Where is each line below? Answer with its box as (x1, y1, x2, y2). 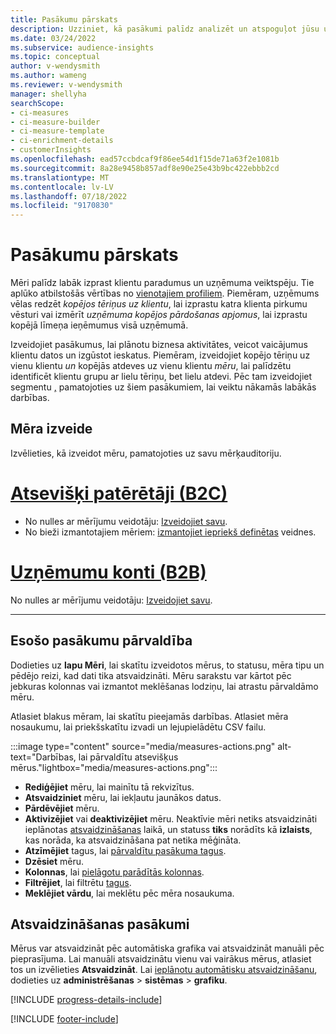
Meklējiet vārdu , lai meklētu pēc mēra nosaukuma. (24, 887, 235, 899)
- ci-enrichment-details (10, 136, 114, 146)
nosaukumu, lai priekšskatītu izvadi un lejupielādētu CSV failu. (10, 721, 267, 733)
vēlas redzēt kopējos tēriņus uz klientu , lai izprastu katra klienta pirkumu (10, 298, 308, 310)
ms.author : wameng (10, 71, 87, 81)
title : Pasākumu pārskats (10, 14, 118, 25)
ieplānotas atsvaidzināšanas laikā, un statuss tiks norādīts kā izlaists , (24, 823, 313, 835)
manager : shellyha (10, 89, 87, 99)
